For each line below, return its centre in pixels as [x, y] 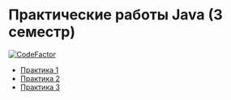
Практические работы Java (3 [115, 15]
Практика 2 [40, 78]
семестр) [42, 32]
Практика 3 [40, 87]
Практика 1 [39, 69]
